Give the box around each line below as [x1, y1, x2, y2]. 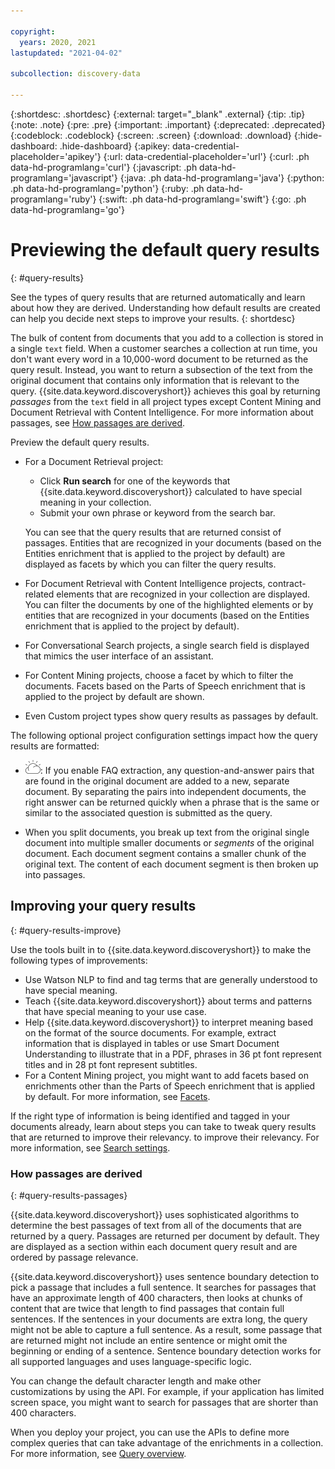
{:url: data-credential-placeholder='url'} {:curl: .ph [103, 150, 310, 162]
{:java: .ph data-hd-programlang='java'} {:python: [119, 171, 325, 184]
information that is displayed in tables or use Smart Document [24, 1037, 280, 1049]
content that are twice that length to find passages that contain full [10, 1302, 285, 1314]
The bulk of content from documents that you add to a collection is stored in [10, 331, 324, 344]
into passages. [24, 868, 86, 880]
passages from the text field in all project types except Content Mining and [10, 395, 322, 407]
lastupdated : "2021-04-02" [10, 48, 123, 58]
